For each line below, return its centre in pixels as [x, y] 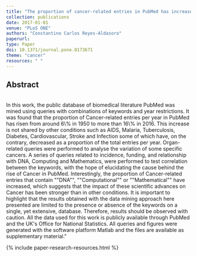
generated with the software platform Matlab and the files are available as [95, 230]
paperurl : [18, 39]
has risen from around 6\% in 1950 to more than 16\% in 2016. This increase [98, 124]
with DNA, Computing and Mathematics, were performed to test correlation [97, 161]
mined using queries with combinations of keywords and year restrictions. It [98, 111]
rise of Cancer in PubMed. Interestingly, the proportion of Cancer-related [94, 174]
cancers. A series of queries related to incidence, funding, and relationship [96, 155]
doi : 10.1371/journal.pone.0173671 [50, 50]
